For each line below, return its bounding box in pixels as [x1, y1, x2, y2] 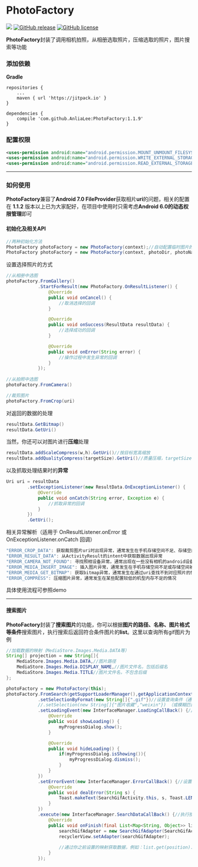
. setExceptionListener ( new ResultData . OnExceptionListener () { [27, 484, 186, 490]
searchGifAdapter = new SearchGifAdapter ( [58, 828, 165, 834]
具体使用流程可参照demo [6, 586, 67, 594]
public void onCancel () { [48, 295, 112, 301]
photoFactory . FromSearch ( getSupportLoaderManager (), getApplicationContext [6, 691, 194, 697]
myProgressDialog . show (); [58, 724, 123, 730]
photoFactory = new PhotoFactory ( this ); [6, 686, 107, 692]
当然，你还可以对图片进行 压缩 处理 [6, 438, 89, 445]
